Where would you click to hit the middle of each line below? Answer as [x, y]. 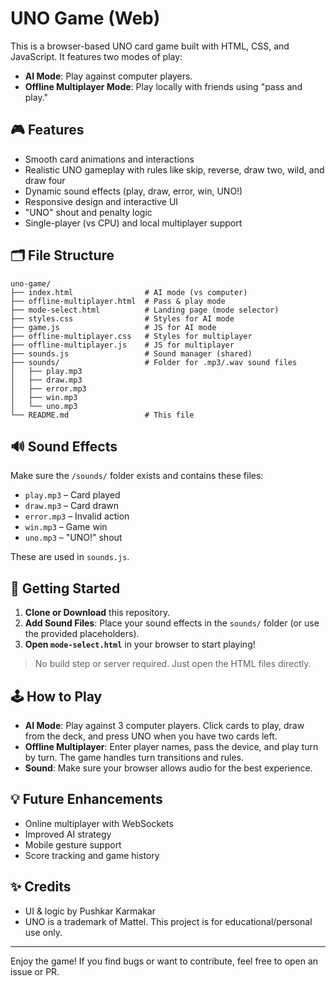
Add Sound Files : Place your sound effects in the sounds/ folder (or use [172, 623]
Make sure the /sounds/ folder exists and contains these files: [137, 476]
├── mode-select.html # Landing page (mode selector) [145, 310]
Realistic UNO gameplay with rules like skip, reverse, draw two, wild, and [174, 169]
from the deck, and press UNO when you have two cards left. [151, 736]
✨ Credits [41, 887]
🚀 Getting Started [65, 588]
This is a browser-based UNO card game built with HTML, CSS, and [150, 46]
